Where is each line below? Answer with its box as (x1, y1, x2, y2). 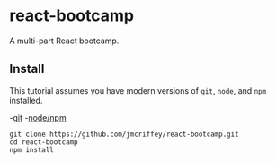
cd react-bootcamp (9, 137, 78, 147)
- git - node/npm (9, 112, 67, 122)
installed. (9, 95, 43, 105)
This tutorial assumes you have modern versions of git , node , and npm (9, 85, 267, 95)
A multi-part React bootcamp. (9, 35, 120, 46)
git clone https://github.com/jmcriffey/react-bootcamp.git (9, 130, 240, 139)
